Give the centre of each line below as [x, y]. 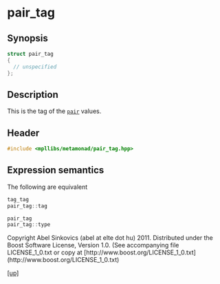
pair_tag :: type [29, 225]
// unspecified [35, 67]
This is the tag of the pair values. [54, 111]
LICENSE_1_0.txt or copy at [45, 252]
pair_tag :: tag [27, 206]
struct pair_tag [30, 54]
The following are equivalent [47, 187]
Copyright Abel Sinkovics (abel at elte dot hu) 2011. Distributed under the [110, 238]
